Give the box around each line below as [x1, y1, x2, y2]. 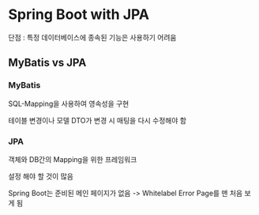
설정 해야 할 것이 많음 [8, 172, 73, 181]
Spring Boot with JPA [8, 6, 150, 24]
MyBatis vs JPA [8, 56, 87, 70]
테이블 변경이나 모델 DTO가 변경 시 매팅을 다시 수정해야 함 [8, 115, 187, 125]
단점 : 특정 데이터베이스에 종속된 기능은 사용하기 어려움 [8, 32, 177, 42]
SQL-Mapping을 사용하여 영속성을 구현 [8, 99, 129, 108]
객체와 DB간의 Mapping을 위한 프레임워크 [8, 154, 137, 164]
